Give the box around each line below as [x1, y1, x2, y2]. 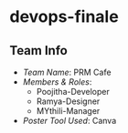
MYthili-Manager [36, 106, 101, 116]
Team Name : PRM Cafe [22, 66, 112, 77]
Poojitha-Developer [36, 87, 110, 97]
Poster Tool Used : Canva [22, 116, 117, 126]
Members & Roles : [22, 77, 92, 87]
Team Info [9, 43, 69, 58]
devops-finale [9, 6, 119, 27]
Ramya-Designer [36, 96, 101, 107]
